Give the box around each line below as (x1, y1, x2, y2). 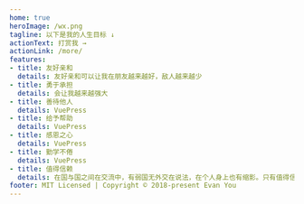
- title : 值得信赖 (9, 164, 74, 173)
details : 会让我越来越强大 (17, 88, 109, 97)
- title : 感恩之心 (9, 131, 74, 140)
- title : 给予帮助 (9, 114, 74, 123)
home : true (9, 13, 51, 23)
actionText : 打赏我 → (9, 38, 87, 48)
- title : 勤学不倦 (9, 147, 74, 156)
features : (9, 55, 47, 64)
